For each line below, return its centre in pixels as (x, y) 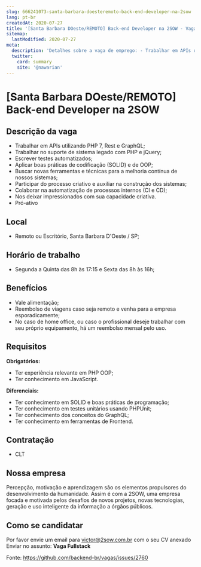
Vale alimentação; (37, 302)
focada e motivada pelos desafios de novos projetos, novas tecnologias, (95, 500)
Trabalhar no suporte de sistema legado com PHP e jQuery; (88, 152)
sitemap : (17, 34)
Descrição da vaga (42, 131)
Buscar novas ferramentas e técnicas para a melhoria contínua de (96, 171)
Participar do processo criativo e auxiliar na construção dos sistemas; (101, 184)
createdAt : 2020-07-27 (34, 23)
